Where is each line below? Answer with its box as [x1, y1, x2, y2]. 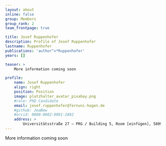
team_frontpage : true [5, 26, 50, 31]
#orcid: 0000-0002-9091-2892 [14, 112, 74, 117]
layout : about [5, 7, 35, 12]
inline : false [5, 12, 35, 17]
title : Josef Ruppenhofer [5, 35, 58, 40]
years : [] [5, 53, 26, 58]
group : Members [5, 16, 37, 21]
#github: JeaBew [14, 107, 48, 113]
